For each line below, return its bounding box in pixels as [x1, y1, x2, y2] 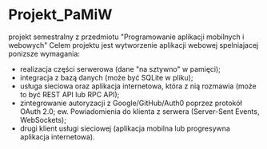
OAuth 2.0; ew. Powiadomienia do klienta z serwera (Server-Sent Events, [19, 106, 260, 116]
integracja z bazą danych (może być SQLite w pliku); [19, 73, 193, 82]
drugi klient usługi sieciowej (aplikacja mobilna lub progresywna [19, 124, 230, 133]
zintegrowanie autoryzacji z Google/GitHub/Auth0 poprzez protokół [19, 98, 242, 108]
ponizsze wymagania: [8, 49, 80, 58]
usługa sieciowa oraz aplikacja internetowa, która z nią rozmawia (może [19, 81, 257, 91]
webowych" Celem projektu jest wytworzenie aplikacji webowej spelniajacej [8, 40, 259, 49]
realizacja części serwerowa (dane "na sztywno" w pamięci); [19, 64, 221, 73]
